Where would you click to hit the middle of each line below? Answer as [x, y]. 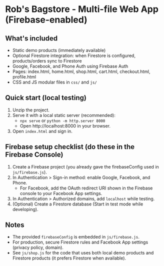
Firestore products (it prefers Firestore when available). [69, 258]
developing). [25, 209]
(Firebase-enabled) [46, 20]
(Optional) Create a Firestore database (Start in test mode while [78, 204]
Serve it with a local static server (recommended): [64, 115]
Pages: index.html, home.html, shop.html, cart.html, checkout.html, [81, 71]
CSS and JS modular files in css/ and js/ [55, 82]
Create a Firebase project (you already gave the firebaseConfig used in [85, 166]
